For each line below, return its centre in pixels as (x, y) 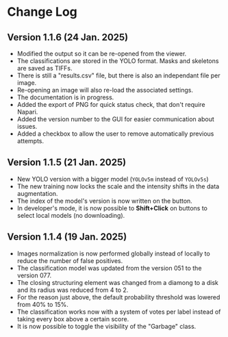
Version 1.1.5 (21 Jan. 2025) (67, 163)
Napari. (27, 112)
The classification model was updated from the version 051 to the (109, 268)
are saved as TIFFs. (45, 68)
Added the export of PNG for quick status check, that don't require (111, 104)
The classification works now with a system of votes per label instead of (119, 312)
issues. (27, 126)
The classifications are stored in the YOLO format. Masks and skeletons (118, 61)
